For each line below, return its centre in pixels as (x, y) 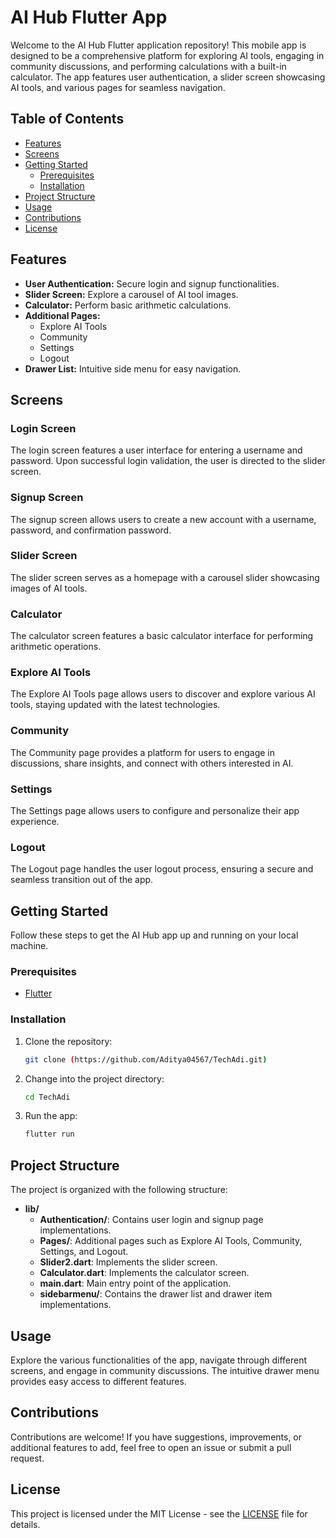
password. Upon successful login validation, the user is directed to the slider (168, 461)
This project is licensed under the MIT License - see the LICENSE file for (159, 1513)
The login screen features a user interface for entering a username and (156, 450)
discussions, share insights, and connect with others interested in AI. (152, 763)
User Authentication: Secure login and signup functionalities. (152, 283)
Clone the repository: (68, 1041)
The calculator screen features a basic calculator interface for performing (162, 636)
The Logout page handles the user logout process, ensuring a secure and (162, 869)
